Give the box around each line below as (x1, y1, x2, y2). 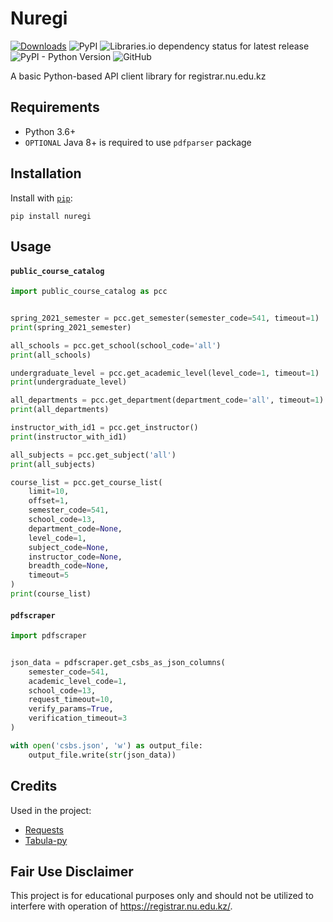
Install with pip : (10, 192, 73, 204)
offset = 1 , (28, 496, 70, 506)
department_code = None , (28, 523, 123, 534)
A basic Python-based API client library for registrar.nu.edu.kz (10, 70, 267, 82)
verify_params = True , (28, 704, 114, 714)
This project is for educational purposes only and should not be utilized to (10, 890, 314, 902)
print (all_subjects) (10, 459, 97, 469)
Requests (24, 823, 64, 836)
